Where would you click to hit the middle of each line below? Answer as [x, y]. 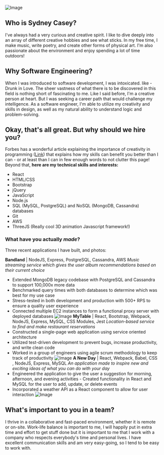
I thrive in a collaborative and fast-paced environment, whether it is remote [80, 422]
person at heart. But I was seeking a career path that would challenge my [79, 99]
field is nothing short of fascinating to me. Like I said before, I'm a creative [80, 93]
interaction [23, 394]
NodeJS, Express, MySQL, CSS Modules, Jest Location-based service [83, 321]
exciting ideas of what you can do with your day [61, 368]
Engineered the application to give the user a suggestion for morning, [82, 373]
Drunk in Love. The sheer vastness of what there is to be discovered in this [81, 88]
